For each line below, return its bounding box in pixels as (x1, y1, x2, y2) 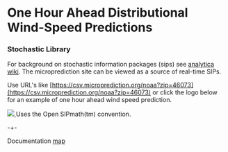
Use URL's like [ (7, 81, 52, 90)
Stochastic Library (7, 44, 71, 54)
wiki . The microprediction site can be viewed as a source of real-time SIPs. (7, 67, 222, 76)
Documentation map (7, 137, 66, 145)
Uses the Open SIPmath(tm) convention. (15, 110, 131, 119)
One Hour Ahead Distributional (7, 5, 188, 21)
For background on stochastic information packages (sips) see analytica (7, 60, 214, 69)
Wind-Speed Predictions (7, 19, 153, 35)
